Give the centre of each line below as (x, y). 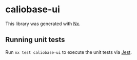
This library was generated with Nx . (43, 24)
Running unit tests (35, 40)
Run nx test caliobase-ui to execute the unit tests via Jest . (68, 52)
